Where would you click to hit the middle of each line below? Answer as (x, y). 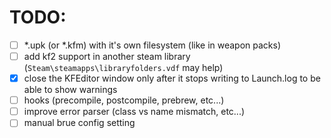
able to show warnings (70, 90)
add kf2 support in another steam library (107, 56)
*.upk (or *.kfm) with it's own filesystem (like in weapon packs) (152, 45)
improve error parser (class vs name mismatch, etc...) (134, 112)
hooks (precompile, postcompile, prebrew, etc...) (124, 100)
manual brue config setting (79, 123)
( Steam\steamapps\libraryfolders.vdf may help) (123, 68)
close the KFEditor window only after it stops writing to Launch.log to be (172, 78)
